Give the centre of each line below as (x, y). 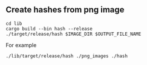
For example (21, 45)
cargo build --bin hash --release (49, 29)
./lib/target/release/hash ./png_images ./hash (67, 56)
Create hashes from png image (65, 10)
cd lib (14, 23)
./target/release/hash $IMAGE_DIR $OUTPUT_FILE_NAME (73, 34)
